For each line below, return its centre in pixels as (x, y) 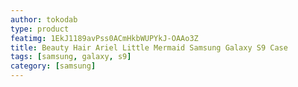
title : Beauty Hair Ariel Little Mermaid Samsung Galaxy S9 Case (149, 47)
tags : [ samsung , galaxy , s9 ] (71, 57)
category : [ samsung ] (53, 66)
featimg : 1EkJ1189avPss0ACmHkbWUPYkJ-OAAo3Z (104, 38)
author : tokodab (44, 19)
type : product (40, 29)
